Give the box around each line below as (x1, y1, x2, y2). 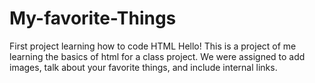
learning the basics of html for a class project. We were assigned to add (9, 50, 306, 62)
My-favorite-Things (9, 7, 177, 30)
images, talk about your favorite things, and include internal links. (9, 61, 278, 73)
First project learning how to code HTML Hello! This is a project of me (9, 40, 297, 52)
